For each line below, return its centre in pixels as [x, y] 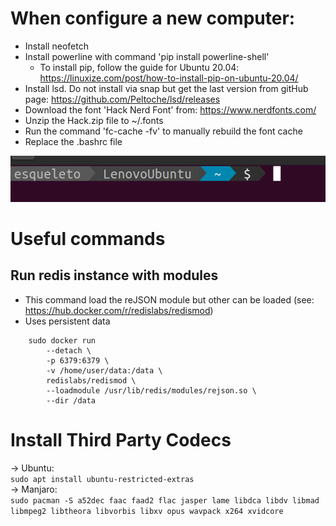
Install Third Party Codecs [121, 439]
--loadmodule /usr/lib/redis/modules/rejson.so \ [151, 390]
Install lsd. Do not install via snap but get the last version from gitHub [166, 88]
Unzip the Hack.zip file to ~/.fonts [94, 120]
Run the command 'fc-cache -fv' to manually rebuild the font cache [163, 131]
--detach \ [69, 350]
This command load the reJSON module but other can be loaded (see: [169, 299]
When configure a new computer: [153, 18]
